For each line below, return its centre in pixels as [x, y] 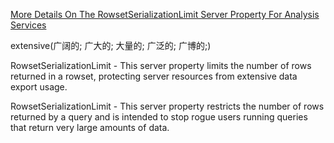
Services [28, 25]
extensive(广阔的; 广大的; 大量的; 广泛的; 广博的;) [111, 45]
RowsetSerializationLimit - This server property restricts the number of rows [167, 106]
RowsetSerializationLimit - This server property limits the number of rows [161, 65]
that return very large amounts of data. [90, 127]
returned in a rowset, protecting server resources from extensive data [154, 76]
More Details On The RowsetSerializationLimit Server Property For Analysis [165, 14]
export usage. [39, 87]
